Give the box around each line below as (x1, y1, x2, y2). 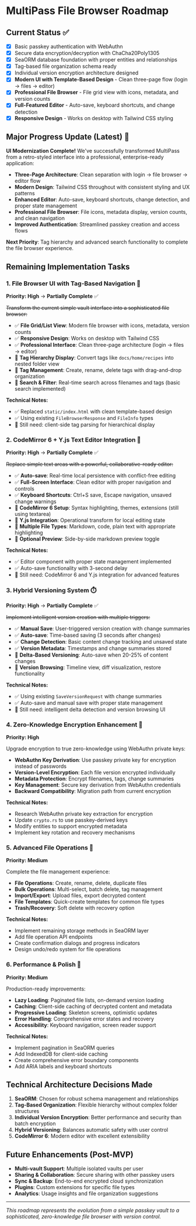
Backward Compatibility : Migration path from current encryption (14, 787, 171, 794)
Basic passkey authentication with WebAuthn (14, 43, 123, 50)
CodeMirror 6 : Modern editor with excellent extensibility (14, 1132, 150, 1140)
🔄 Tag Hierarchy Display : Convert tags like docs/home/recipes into (14, 354, 174, 361)
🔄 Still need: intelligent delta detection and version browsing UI (14, 706, 166, 713)
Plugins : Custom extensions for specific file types (14, 1184, 135, 1191)
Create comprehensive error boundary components (14, 1056, 139, 1064)
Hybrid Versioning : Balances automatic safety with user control (14, 1126, 168, 1133)
